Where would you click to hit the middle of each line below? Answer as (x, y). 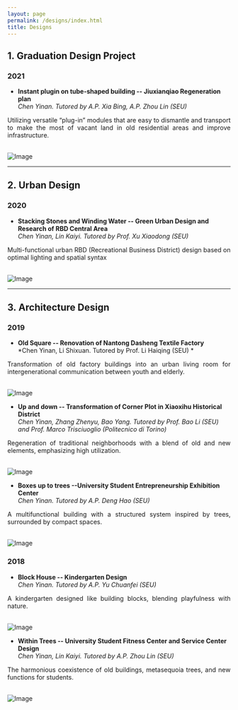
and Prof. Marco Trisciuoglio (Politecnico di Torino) (92, 429)
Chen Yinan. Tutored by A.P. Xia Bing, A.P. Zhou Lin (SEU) (102, 106)
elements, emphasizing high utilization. (64, 451)
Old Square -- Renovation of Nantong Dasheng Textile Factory (110, 343)
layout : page (27, 14)
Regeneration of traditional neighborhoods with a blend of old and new (119, 443)
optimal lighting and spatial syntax (57, 257)
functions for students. (41, 677)
